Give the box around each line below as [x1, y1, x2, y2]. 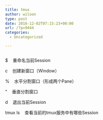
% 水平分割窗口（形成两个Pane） [5, 78, 76, 84]
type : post [5, 16, 28, 21]
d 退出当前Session [5, 99, 46, 105]
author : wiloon [5, 12, 36, 17]
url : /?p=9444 [5, 26, 34, 30]
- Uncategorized [9, 35, 43, 40]
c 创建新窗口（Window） [5, 67, 60, 74]
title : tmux [5, 7, 30, 12]
